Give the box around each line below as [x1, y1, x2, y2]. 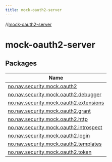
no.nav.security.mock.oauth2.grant [8, 107, 91, 114]
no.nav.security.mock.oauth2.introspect [8, 124, 102, 131]
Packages [5, 59, 37, 68]
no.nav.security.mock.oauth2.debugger [8, 91, 102, 98]
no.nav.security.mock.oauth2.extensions [8, 99, 104, 106]
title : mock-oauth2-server [5, 7, 62, 13]
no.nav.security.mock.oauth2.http [8, 115, 88, 123]
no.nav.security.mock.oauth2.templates [8, 140, 102, 147]
